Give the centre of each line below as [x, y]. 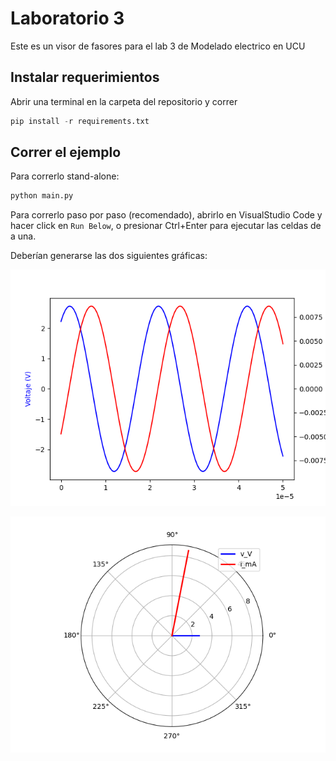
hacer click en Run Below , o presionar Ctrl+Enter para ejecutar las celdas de [166, 226]
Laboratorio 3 [67, 18]
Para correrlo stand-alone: [65, 176]
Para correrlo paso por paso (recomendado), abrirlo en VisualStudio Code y [166, 215]
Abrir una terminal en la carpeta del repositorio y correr [124, 101]
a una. [23, 236]
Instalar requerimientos [85, 77]
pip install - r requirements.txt [80, 121]
